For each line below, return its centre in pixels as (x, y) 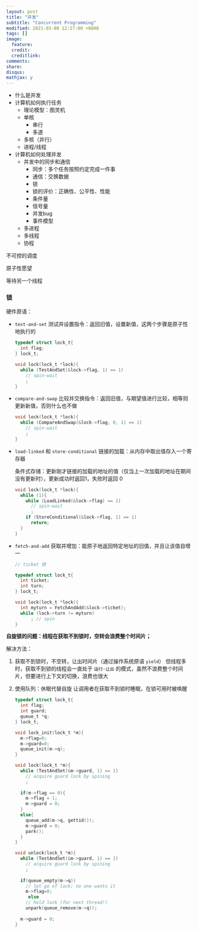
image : (14, 39)
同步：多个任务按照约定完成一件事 (74, 169)
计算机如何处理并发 (38, 154)
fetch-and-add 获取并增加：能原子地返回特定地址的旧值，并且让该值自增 (103, 545)
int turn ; (32, 586)
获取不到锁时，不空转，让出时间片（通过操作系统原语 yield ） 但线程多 (100, 661)
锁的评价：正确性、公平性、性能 (71, 191)
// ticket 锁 (30, 564)
